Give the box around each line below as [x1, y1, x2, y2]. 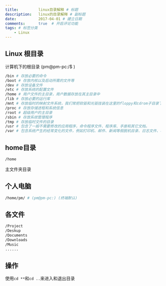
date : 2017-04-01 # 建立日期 [5, 16, 83, 21]
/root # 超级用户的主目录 [5, 110, 53, 115]
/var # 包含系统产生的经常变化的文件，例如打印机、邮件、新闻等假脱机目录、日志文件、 [5, 129, 161, 134]
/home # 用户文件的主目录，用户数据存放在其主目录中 [5, 92, 100, 97]
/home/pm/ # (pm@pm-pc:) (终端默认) [5, 195, 78, 200]
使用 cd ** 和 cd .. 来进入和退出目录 [5, 276, 75, 282]
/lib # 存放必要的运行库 [5, 97, 50, 102]
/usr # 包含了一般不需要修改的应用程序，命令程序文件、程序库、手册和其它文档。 [5, 124, 150, 129]
